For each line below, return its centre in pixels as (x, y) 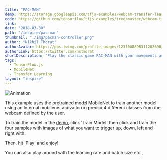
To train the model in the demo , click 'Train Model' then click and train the (81, 122)
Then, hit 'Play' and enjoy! (32, 143)
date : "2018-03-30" (25, 28)
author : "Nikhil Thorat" (31, 42)
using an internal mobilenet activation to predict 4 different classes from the (83, 107)
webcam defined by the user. (35, 113)
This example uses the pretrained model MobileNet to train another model (81, 103)
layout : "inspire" (24, 79)
